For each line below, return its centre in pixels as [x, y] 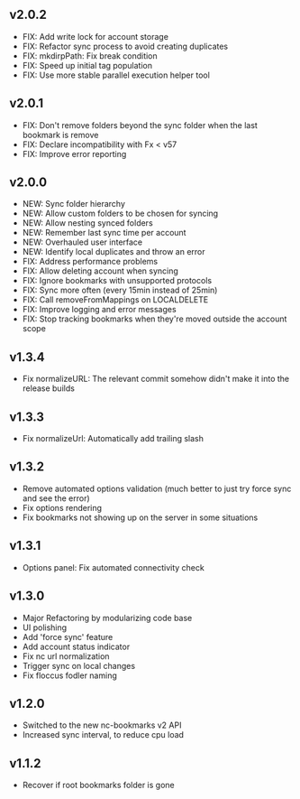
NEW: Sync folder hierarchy [74, 204]
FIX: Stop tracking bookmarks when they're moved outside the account [155, 319]
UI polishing [45, 627]
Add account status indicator [76, 646]
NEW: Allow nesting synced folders [87, 223]
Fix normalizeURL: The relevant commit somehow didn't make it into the [156, 379]
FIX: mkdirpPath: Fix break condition [90, 56]
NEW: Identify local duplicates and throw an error [114, 252]
